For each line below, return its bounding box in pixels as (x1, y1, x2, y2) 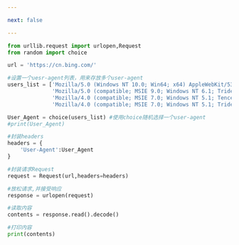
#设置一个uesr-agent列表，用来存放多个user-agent (7, 75, 144, 82)
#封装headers (7, 133, 44, 141)
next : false (7, 16, 43, 23)
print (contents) (7, 231, 55, 238)
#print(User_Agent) (7, 120, 65, 128)
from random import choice (7, 49, 87, 56)
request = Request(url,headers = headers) (7, 172, 129, 180)
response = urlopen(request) (7, 192, 94, 199)
